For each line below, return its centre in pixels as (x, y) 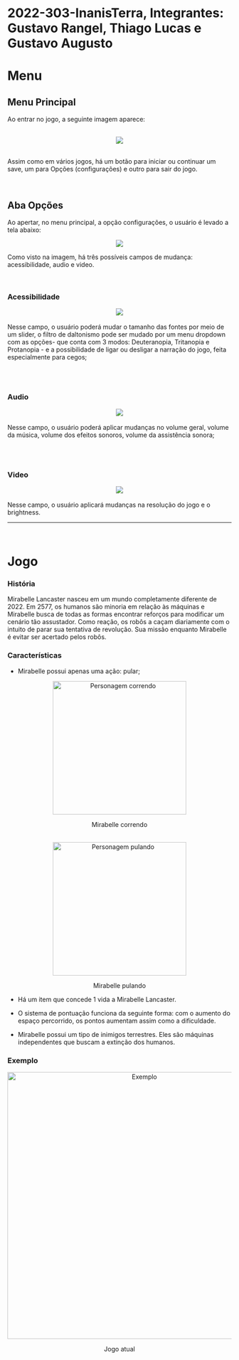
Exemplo (23, 1060)
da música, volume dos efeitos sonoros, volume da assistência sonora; (111, 435)
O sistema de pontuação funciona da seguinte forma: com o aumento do (124, 1013)
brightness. (24, 512)
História (21, 584)
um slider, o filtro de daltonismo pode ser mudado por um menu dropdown (117, 334)
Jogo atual (119, 1349)
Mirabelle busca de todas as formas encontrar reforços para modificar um (116, 614)
